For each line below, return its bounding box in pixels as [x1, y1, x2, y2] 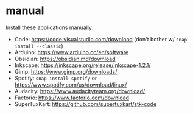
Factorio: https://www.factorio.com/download [14, 94, 129, 101]
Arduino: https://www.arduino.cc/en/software [14, 48, 129, 55]
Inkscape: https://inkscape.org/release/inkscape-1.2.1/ [14, 62, 151, 69]
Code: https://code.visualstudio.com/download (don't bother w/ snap [14, 35, 188, 43]
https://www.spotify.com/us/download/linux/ [14, 80, 127, 88]
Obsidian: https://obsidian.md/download [14, 55, 116, 62]
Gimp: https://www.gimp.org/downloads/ [14, 68, 118, 75]
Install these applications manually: [5, 24, 94, 31]
